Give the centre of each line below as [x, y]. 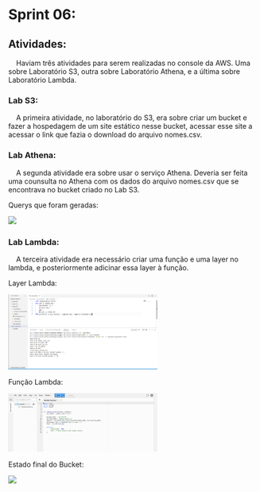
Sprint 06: [42, 15]
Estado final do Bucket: [46, 465]
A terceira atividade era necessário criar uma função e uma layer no [127, 259]
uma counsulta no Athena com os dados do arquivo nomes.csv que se [124, 181]
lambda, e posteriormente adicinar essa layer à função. [99, 267]
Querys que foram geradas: [54, 205]
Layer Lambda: [33, 283]
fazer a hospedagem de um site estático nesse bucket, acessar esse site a [130, 126]
